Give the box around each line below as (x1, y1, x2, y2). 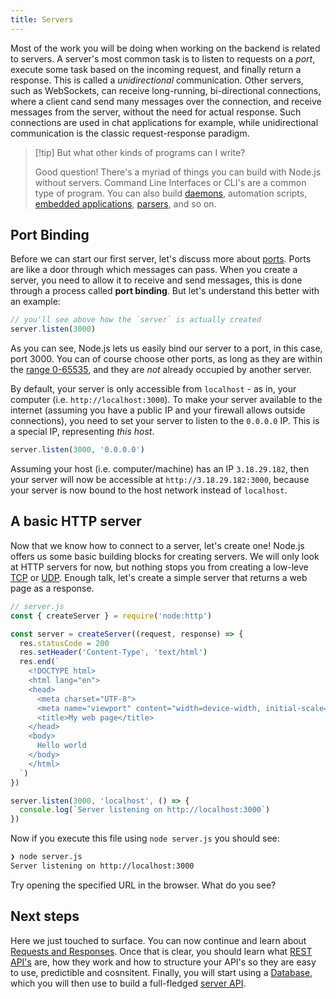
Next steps (10, 908, 80, 925)
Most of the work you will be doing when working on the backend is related (10, 42, 321, 54)
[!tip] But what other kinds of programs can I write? (34, 146, 246, 158)
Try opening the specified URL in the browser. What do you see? (10, 879, 277, 891)
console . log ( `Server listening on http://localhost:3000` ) (19, 805, 271, 815)
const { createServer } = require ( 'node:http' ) (10, 611, 213, 621)
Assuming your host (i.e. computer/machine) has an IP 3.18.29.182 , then (10, 463, 310, 475)
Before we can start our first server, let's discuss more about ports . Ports (10, 253, 312, 265)
